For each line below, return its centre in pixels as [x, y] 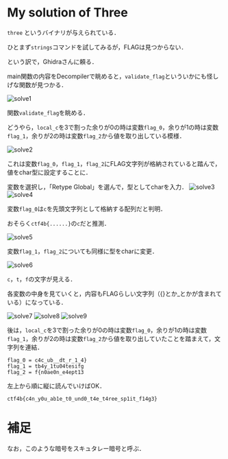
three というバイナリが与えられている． [64, 32]
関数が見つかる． [43, 84]
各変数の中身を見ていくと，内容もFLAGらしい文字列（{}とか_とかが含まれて [115, 294]
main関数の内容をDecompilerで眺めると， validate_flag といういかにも [107, 76]
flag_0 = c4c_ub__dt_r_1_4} [47, 360]
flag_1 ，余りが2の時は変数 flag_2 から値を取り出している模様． [97, 136]
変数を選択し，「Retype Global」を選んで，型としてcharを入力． [98, 187]
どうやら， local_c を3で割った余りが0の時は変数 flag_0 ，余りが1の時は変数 [113, 127]
